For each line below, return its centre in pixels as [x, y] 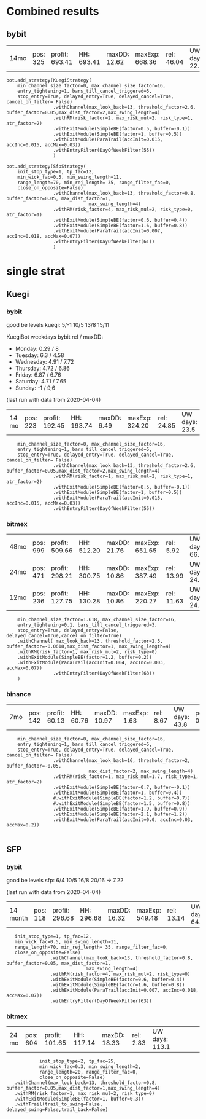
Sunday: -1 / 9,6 [35, 388]
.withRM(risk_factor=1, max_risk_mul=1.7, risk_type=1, [126, 777]
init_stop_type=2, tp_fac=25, [78, 1061]
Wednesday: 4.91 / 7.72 [44, 361]
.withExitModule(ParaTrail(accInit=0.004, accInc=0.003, [92, 663]
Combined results [53, 11]
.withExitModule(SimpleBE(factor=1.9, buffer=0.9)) [120, 809]
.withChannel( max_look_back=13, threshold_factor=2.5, [90, 641]
